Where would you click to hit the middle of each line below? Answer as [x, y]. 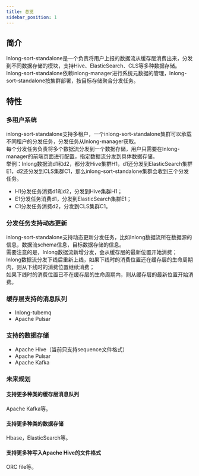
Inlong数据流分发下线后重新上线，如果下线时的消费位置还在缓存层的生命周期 [99, 259]
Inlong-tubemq [33, 312]
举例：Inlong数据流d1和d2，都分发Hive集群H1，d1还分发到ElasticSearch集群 [99, 164]
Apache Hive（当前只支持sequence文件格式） [71, 349]
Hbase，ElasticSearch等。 [39, 438]
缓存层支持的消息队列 [37, 299]
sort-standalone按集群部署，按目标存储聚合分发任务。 [72, 81]
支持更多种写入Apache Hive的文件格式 [53, 452]
